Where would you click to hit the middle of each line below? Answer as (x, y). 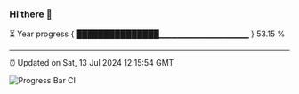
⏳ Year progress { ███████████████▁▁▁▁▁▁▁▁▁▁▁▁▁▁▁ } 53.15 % (147, 34)
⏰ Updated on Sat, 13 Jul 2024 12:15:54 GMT (92, 63)
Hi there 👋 (31, 14)
